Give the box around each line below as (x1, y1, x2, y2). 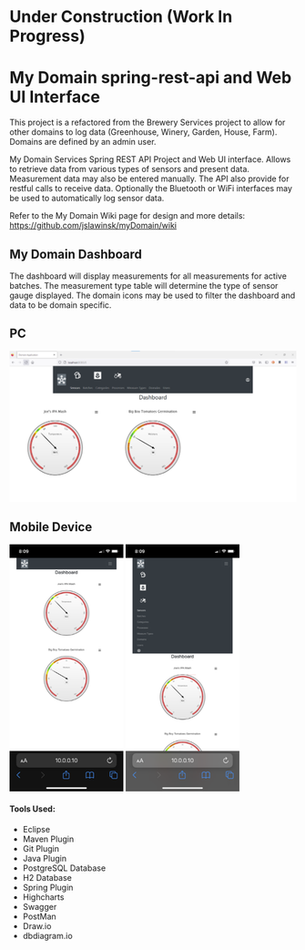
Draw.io (22, 920, 52, 931)
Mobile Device (9, 519, 93, 535)
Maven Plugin (22, 833, 75, 844)
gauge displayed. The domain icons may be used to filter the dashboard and (9, 290, 296, 301)
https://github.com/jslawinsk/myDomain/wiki (9, 220, 178, 231)
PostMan (22, 911, 56, 922)
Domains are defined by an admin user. (9, 137, 157, 148)
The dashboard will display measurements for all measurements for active (9, 271, 287, 281)
